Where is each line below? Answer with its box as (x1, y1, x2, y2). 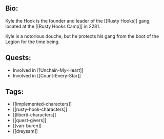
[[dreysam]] (12, 128, 38, 134)
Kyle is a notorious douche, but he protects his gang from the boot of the (5, 33, 159, 39)
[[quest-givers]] (12, 117, 47, 124)
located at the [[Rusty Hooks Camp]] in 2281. (5, 23, 100, 29)
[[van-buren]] (12, 123, 42, 129)
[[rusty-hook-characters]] (12, 106, 68, 112)
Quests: (5, 53, 31, 62)
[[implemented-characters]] (12, 101, 72, 107)
